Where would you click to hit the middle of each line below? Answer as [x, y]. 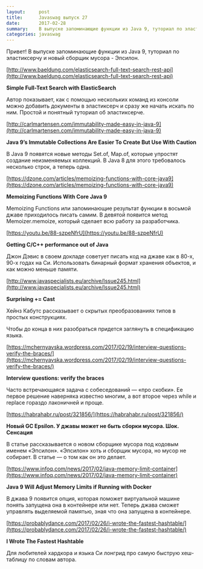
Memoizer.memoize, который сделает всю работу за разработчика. [93, 221]
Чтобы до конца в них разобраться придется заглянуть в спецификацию [100, 329]
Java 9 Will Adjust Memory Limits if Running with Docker [79, 487]
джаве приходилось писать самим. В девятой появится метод [87, 215]
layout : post [28, 12]
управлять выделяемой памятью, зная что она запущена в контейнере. [99, 512]
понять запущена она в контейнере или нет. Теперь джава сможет [93, 505]
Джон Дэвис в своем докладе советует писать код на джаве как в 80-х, [100, 256]
